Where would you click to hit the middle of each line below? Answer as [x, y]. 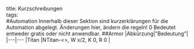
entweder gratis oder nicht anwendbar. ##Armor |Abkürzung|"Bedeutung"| [97, 34]
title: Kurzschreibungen [34, 9]
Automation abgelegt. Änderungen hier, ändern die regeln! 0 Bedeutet [91, 27]
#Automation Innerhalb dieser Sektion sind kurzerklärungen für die [87, 21]
